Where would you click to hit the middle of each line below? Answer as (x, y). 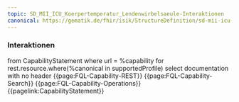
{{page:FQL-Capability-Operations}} (88, 83)
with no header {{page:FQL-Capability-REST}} (75, 76)
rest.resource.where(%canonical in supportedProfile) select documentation (118, 68)
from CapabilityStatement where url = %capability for (86, 60)
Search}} (21, 83)
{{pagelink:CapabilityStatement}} (56, 91)
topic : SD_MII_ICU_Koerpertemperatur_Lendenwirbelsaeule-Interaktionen (116, 14)
